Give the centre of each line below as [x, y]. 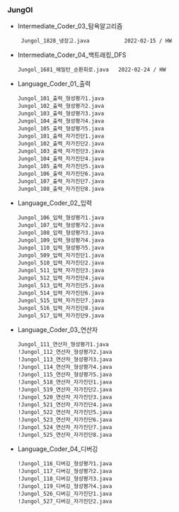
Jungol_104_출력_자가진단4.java [61, 159]
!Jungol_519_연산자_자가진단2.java [65, 390]
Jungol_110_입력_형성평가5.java [61, 248]
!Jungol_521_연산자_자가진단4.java [65, 405]
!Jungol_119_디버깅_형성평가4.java [65, 486]
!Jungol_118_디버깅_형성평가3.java [65, 479]
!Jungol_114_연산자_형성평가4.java [65, 367]
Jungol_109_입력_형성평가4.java [61, 240]
